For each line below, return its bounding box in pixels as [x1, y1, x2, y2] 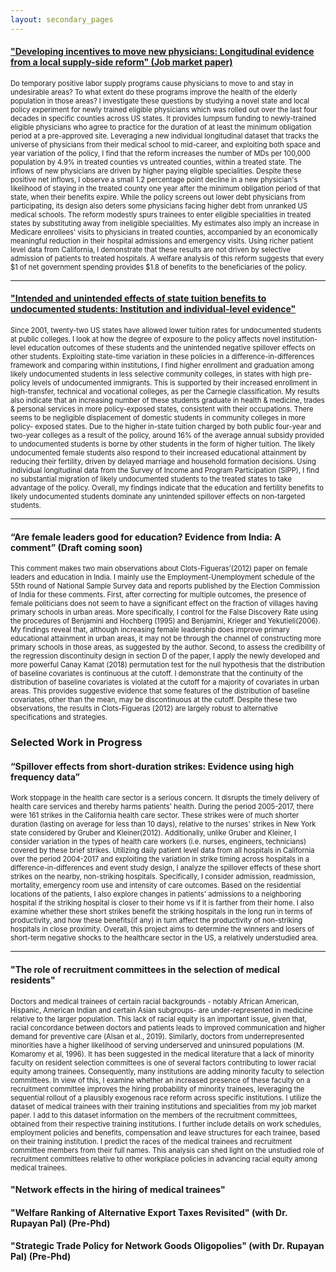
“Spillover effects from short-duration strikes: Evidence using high [10, 760, 295, 772]
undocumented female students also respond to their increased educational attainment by [10, 448, 307, 458]
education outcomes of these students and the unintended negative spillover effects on [27, 343, 316, 353]
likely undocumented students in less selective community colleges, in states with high [10, 369, 297, 380]
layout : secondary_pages [10, 14, 114, 25]
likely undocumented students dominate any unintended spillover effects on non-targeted [10, 492, 306, 502]
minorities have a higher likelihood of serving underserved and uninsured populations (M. [10, 1040, 305, 1050]
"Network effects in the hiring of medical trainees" [10, 1184, 226, 1196]
